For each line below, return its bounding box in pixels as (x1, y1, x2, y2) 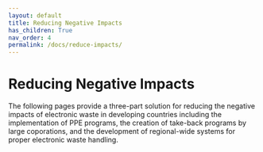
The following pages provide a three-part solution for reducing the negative (8, 101, 256, 111)
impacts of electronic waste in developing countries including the (8, 110, 222, 120)
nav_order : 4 (8, 33, 52, 42)
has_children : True (8, 26, 73, 34)
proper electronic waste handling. (8, 135, 119, 145)
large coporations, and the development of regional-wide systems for (8, 127, 236, 136)
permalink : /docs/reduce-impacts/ (8, 41, 123, 49)
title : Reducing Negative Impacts (8, 19, 123, 27)
